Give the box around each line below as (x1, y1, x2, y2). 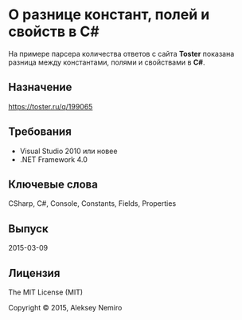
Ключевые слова (8, 177, 98, 191)
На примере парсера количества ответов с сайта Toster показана (8, 49, 235, 58)
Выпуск (8, 222, 49, 235)
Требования (8, 125, 72, 139)
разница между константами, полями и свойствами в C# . (8, 57, 205, 67)
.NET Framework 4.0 (19, 154, 88, 164)
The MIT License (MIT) (8, 287, 84, 297)
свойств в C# (8, 22, 100, 41)
